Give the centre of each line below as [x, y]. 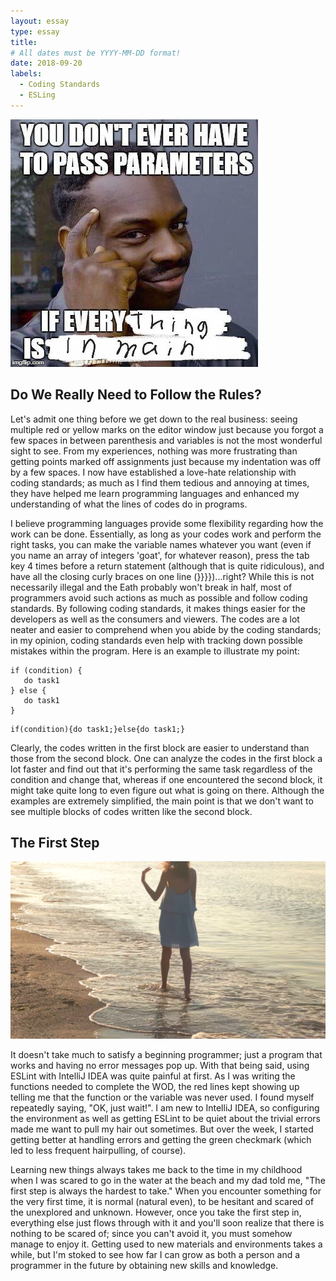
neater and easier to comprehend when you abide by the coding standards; [166, 629]
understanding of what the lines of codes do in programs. [129, 504]
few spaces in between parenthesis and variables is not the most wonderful [166, 440]
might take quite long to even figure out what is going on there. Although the [167, 790]
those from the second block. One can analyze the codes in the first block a [166, 758]
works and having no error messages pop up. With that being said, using [160, 1065]
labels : [26, 74]
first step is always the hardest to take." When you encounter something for [166, 1191]
